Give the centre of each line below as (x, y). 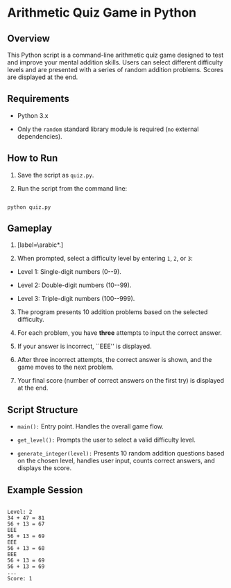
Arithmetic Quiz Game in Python (102, 13)
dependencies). (40, 136)
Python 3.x (33, 115)
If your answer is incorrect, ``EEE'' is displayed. (84, 346)
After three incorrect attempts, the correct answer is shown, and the (114, 360)
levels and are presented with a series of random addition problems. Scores (115, 70)
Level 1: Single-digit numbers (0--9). (69, 272)
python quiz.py (29, 207)
